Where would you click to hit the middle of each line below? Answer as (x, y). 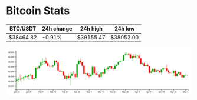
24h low (124, 29)
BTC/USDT (23, 29)
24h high (91, 29)
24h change (57, 29)
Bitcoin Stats (38, 11)
